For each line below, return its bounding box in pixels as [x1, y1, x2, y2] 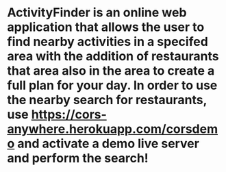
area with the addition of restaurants [7, 49, 219, 64]
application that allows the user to [7, 19, 205, 35]
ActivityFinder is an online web [7, 5, 187, 21]
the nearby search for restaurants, [7, 93, 208, 108]
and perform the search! [7, 151, 149, 166]
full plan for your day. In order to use [7, 77, 218, 93]
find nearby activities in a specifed [7, 34, 209, 49]
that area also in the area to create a [7, 63, 215, 79]
